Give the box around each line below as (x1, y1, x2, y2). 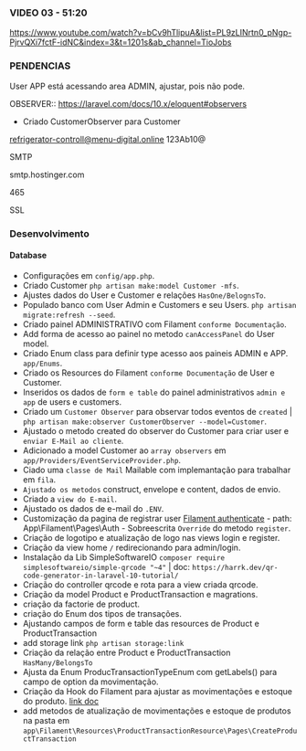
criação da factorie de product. (22, 598, 140, 609)
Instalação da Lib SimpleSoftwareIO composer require (22, 551, 226, 563)
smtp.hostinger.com (9, 169, 85, 180)
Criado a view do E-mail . (22, 493, 117, 504)
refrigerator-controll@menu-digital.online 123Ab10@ (9, 133, 206, 144)
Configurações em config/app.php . (22, 270, 155, 280)
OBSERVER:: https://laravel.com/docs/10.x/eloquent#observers (9, 98, 248, 109)
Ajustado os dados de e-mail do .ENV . (22, 502, 164, 513)
